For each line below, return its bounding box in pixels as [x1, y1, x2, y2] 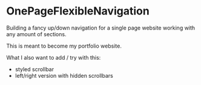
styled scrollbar [15, 65, 54, 73]
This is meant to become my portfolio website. [6, 42, 122, 49]
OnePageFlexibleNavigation [6, 4, 150, 18]
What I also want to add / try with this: [6, 54, 101, 61]
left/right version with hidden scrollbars [15, 72, 113, 79]
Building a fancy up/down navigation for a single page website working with [6, 24, 196, 31]
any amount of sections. [6, 30, 67, 37]
